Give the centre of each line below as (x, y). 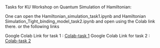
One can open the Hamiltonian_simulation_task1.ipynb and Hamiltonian (76, 16)
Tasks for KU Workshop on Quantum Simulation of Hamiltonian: (68, 7)
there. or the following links (32, 26)
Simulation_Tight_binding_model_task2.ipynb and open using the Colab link (80, 21)
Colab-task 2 (18, 41)
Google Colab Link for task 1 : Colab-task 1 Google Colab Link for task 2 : (78, 36)
